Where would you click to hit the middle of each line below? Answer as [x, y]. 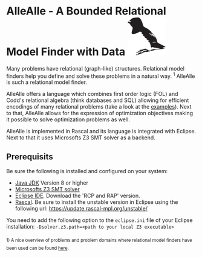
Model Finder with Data [66, 52]
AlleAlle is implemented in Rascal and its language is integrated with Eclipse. [101, 132]
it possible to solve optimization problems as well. [68, 119]
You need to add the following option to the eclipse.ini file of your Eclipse [99, 220]
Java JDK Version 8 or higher [52, 183]
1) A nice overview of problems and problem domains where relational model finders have [99, 240]
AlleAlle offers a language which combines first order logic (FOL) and [92, 94]
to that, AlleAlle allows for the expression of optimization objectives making [100, 113]
